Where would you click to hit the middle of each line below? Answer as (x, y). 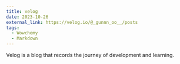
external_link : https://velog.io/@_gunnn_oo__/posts (72, 22)
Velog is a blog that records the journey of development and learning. (90, 55)
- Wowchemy (25, 33)
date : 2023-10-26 (27, 17)
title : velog (22, 11)
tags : (13, 28)
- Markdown (25, 38)
